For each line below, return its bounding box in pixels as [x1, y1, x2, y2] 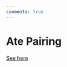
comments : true [6, 8, 44, 15]
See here [6, 54, 28, 62]
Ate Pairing [6, 34, 62, 48]
